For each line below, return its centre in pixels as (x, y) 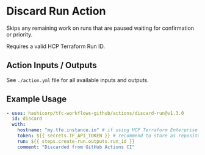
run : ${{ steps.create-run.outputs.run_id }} (76, 141)
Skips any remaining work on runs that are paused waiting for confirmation (100, 28)
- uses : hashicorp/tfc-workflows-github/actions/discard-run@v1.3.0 (95, 113)
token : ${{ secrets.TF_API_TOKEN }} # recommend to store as (96, 136)
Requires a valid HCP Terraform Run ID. (56, 46)
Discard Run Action (56, 11)
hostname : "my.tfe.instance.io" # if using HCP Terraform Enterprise (108, 130)
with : (19, 125)
